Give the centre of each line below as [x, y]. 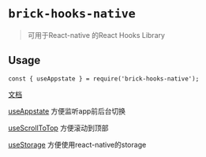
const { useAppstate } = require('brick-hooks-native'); [104, 78]
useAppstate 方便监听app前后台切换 [67, 111]
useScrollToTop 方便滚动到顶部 [58, 128]
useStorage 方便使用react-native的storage [77, 144]
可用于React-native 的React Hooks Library [96, 35]
